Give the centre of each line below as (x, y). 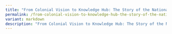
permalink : (17, 14)
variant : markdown (25, 19)
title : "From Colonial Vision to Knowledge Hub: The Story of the (78, 10)
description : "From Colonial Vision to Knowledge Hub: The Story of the (84, 24)
